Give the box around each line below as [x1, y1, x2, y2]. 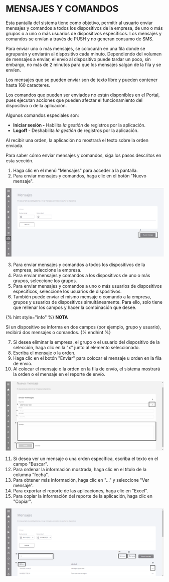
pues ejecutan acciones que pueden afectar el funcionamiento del [6, 97, 142, 103]
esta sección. [6, 157, 34, 164]
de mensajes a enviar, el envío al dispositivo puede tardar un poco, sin [6, 56, 151, 62]
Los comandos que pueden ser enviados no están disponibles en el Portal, [6, 92, 160, 98]
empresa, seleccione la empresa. [13, 267, 82, 273]
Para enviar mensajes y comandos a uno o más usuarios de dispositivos [13, 283, 162, 289]
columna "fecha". [13, 472, 49, 478]
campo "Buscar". [13, 461, 48, 467]
